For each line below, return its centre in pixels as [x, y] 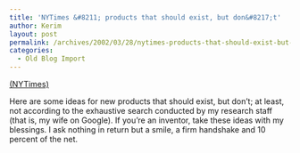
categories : [31, 51]
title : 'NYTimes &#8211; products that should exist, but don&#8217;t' [145, 17]
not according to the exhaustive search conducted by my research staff [141, 111]
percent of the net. [44, 139]
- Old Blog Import [52, 59]
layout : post [33, 34]
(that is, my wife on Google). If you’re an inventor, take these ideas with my [146, 120]
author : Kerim [36, 26]
